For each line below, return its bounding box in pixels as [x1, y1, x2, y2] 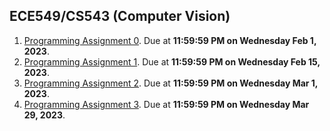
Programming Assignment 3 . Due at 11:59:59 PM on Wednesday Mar [23, 98, 310, 110]
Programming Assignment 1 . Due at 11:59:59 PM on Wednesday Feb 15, [23, 55, 321, 68]
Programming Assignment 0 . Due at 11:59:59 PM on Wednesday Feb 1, [23, 34, 317, 46]
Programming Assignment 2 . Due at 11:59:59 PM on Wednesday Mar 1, [23, 77, 319, 89]
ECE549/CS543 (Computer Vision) [9, 8, 231, 25]
